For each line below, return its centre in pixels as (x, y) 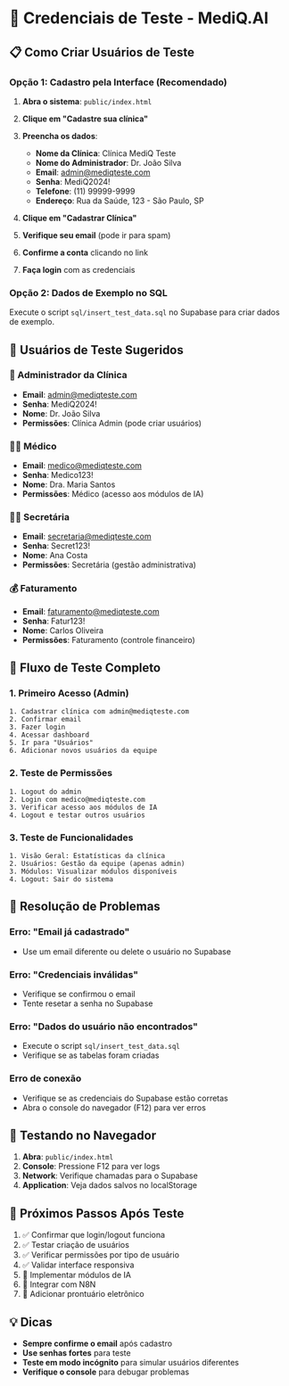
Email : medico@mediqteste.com (82, 466)
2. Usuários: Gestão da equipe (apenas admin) (97, 864)
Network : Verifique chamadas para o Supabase (110, 1176)
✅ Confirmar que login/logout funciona (94, 1235)
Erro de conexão (45, 1078)
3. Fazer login (37, 727)
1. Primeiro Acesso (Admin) (69, 693)
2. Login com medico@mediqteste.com (77, 799)
